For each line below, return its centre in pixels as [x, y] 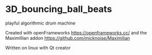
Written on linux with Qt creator [38, 47]
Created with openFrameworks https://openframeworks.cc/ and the [76, 32]
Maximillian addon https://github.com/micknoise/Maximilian [68, 38]
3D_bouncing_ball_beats [59, 9]
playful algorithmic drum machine [40, 23]
